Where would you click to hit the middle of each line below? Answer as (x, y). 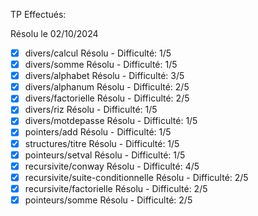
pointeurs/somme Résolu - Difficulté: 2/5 (108, 200)
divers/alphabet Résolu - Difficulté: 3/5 (104, 76)
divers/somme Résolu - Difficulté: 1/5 (101, 65)
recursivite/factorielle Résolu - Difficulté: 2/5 (116, 188)
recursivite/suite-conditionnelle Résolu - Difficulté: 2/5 (136, 177)
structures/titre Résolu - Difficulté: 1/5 (102, 143)
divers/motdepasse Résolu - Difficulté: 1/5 (111, 121)
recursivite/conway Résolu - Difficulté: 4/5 (112, 166)
